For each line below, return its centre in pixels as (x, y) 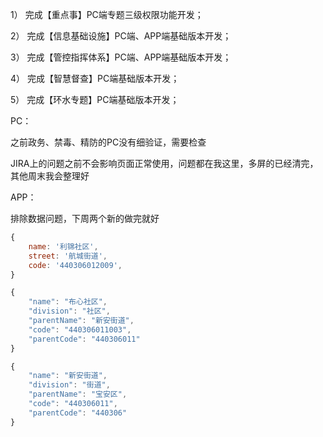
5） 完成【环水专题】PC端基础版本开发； (95, 99)
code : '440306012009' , (75, 265)
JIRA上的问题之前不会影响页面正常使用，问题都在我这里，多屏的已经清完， (164, 163)
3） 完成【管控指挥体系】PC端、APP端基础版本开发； (121, 57)
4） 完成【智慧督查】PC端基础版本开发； (95, 78)
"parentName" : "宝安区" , (78, 394)
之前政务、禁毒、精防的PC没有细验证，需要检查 (108, 142)
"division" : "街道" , (69, 385)
